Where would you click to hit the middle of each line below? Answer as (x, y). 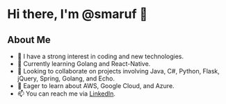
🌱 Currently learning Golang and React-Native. (84, 64)
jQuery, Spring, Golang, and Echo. (66, 78)
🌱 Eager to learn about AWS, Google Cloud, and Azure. (96, 86)
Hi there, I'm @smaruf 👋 (78, 14)
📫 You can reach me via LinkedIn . (66, 94)
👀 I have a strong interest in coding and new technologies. (100, 56)
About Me (29, 40)
